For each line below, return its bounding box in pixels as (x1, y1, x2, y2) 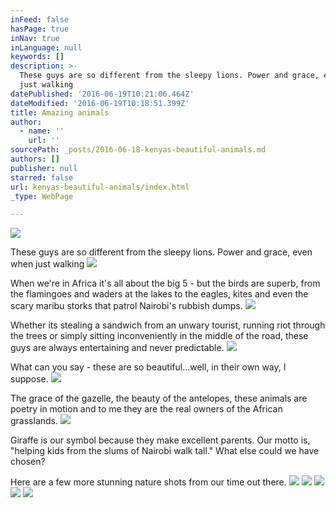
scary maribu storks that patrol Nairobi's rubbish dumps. (10, 300, 243, 312)
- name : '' (19, 126, 65, 136)
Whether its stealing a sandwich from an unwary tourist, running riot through (10, 319, 326, 331)
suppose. (10, 373, 49, 385)
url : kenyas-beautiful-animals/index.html (10, 182, 190, 192)
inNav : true (10, 33, 60, 43)
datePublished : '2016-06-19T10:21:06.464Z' (10, 89, 195, 99)
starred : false (10, 172, 74, 183)
